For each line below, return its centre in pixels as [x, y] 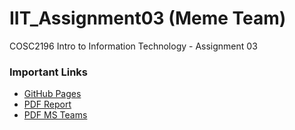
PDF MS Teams [55, 115]
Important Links [48, 72]
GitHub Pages [52, 94]
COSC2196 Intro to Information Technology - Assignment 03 [133, 46]
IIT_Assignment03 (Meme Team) [148, 18]
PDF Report [47, 104]
